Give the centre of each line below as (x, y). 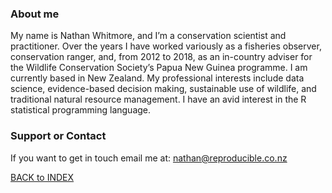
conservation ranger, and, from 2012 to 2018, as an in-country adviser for (161, 57)
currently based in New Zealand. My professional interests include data (157, 78)
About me (35, 14)
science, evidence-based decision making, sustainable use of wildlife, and (163, 89)
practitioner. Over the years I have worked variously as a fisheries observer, (166, 46)
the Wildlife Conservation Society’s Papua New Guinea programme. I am (159, 68)
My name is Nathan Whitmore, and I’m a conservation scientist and (148, 36)
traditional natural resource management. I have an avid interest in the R (158, 99)
